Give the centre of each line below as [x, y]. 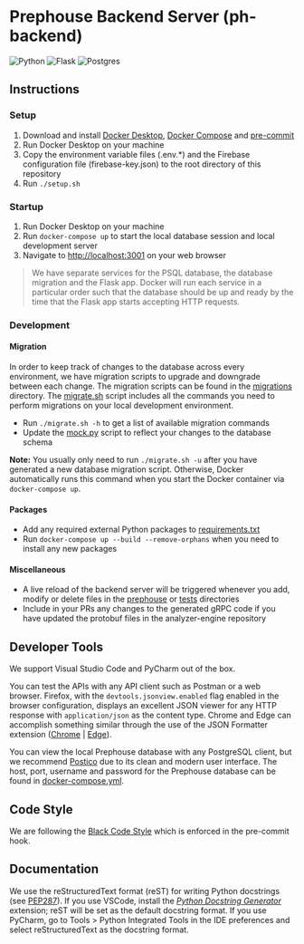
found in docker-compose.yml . [67, 781]
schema [37, 442]
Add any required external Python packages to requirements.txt [141, 530]
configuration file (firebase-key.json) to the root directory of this [142, 164]
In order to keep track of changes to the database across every [127, 367]
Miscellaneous [38, 569]
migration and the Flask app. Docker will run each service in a [147, 282]
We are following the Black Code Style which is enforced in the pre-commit [149, 832]
